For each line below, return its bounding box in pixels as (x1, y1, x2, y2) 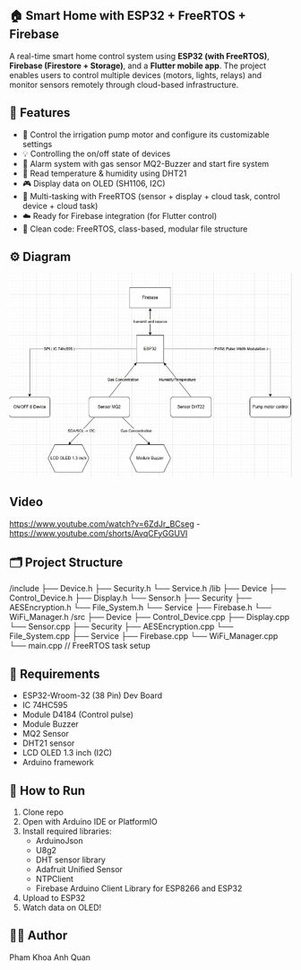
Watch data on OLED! (21, 902, 102, 913)
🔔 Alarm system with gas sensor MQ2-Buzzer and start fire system (21, 158, 270, 169)
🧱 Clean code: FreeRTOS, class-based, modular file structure (21, 223, 248, 234)
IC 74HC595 (21, 700, 68, 711)
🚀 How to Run (9, 782, 86, 798)
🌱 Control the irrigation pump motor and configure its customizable (21, 129, 271, 140)
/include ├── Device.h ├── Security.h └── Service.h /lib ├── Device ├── (9, 583, 287, 594)
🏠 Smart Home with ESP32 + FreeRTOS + (9, 8, 246, 23)
